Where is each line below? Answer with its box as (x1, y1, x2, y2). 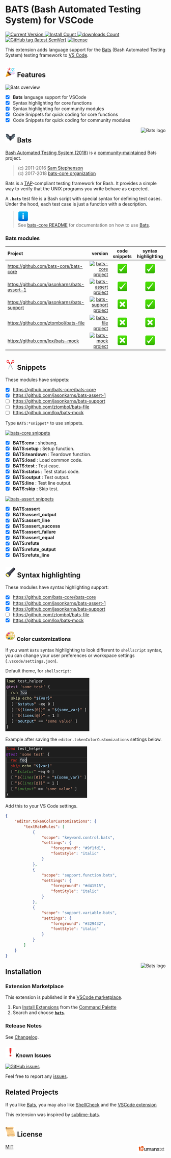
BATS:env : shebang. (12, 440, 58, 446)
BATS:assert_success (12, 523, 61, 529)
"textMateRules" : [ (23, 824, 65, 829)
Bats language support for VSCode (12, 94, 87, 100)
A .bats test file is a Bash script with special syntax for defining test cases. (5, 195, 162, 202)
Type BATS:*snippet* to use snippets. (5, 420, 84, 426)
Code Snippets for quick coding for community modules (12, 117, 131, 123)
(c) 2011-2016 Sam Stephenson (17, 165, 83, 171)
